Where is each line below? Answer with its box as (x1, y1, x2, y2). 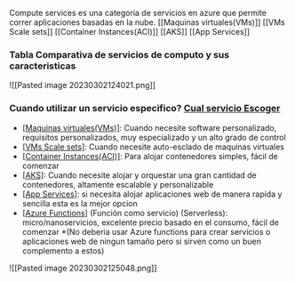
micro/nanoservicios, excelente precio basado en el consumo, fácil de (21, 217, 280, 228)
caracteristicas (9, 60, 76, 72)
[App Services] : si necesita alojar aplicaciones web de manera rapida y (21, 189, 283, 199)
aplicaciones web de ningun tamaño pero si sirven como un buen (21, 236, 262, 246)
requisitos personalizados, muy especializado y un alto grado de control (21, 132, 286, 142)
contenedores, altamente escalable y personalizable (21, 179, 214, 189)
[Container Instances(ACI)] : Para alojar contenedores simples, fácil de (21, 150, 278, 161)
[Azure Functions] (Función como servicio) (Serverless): (21, 207, 228, 218)
